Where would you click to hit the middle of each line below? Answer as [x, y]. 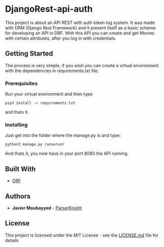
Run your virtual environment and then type [49, 94]
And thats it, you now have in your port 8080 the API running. [67, 153]
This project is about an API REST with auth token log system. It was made [80, 23]
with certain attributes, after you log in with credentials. [61, 38]
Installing [16, 124]
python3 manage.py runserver [35, 145]
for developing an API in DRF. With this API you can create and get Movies [80, 33]
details [12, 240]
